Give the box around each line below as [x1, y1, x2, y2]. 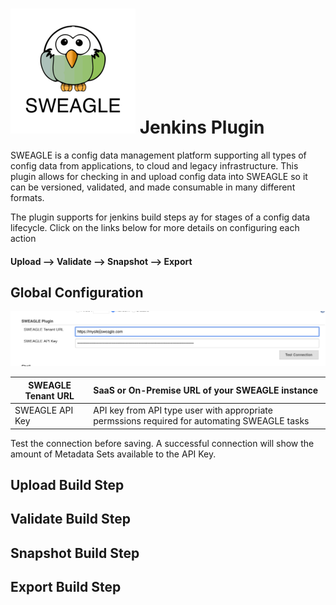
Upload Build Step [10, 477, 125, 494]
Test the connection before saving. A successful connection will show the [10, 437, 315, 449]
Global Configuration [10, 284, 144, 301]
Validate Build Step [10, 511, 131, 528]
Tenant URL [24, 389, 75, 402]
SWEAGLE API [14, 404, 74, 417]
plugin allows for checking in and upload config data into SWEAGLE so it [10, 170, 308, 182]
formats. [10, 191, 45, 203]
